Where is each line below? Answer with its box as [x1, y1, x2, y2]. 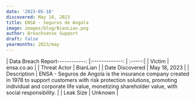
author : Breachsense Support [6, 31, 78, 37]
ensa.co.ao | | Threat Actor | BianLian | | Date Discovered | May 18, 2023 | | [6, 64, 190, 71]
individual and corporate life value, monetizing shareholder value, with [6, 83, 178, 90]
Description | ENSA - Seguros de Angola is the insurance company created [6, 70, 190, 77]
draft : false [6, 36, 39, 42]
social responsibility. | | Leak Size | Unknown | [6, 89, 119, 96]
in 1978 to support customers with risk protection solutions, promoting [6, 76, 178, 83]
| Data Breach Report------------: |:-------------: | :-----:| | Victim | [6, 57, 169, 65]
